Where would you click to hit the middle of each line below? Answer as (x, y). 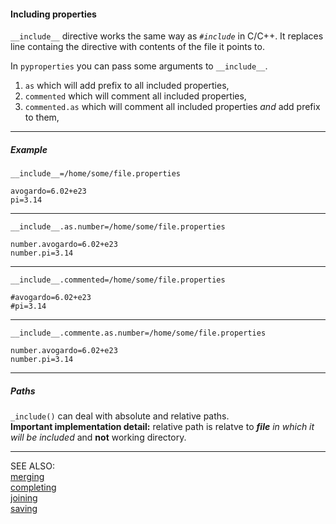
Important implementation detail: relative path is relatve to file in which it (162, 427)
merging (27, 477)
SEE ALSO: (33, 466)
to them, (42, 117)
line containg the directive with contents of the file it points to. (137, 47)
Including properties (53, 14)
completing (33, 487)
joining (24, 498)
